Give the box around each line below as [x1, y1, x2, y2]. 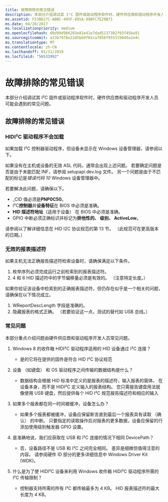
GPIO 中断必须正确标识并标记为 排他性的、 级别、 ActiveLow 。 [12, 215, 141, 221]
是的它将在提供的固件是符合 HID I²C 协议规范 [19, 356, 112, 362]
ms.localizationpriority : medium [5, 26, 75, 31]
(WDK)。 [19, 457, 38, 463]
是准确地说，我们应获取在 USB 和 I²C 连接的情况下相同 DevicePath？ [12, 434, 154, 440]
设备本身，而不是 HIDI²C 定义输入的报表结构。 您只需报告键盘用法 [19, 384, 156, 390]
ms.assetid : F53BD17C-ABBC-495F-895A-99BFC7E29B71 [5, 17, 113, 22]
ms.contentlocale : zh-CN [5, 45, 57, 50]
